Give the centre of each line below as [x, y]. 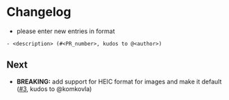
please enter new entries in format [66, 31]
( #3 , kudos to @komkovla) [54, 89]
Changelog [39, 12]
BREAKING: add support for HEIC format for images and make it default [119, 81]
